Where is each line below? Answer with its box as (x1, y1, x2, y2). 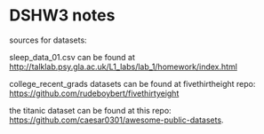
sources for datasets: (9, 35, 87, 45)
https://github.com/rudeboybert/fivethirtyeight (9, 88, 180, 99)
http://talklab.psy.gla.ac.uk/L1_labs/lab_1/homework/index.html (9, 61, 238, 72)
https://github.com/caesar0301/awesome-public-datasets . (9, 114, 224, 125)
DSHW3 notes (9, 5, 116, 26)
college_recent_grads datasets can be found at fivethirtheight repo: (9, 78, 256, 89)
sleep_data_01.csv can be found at (9, 51, 136, 62)
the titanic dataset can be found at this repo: (9, 105, 172, 115)
